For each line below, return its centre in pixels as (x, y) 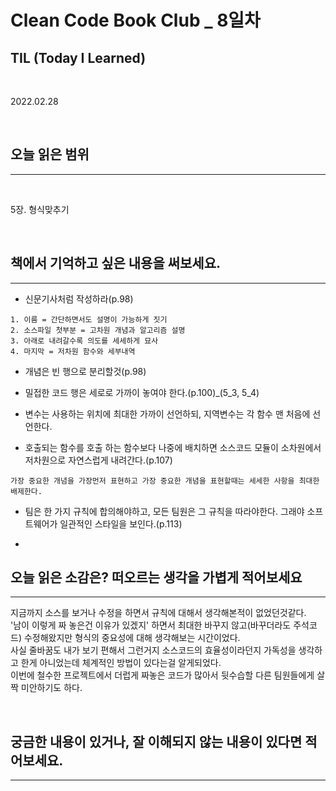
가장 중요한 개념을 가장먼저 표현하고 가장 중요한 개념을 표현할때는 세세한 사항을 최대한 (165, 481)
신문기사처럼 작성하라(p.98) (79, 298)
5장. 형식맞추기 (40, 209)
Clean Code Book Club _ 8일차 (135, 20)
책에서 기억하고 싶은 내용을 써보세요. (116, 263)
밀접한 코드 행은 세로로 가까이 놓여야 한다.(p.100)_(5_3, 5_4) (142, 392)
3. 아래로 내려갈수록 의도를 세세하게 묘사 (84, 341)
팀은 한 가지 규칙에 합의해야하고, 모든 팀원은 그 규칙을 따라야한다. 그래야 (164, 511)
